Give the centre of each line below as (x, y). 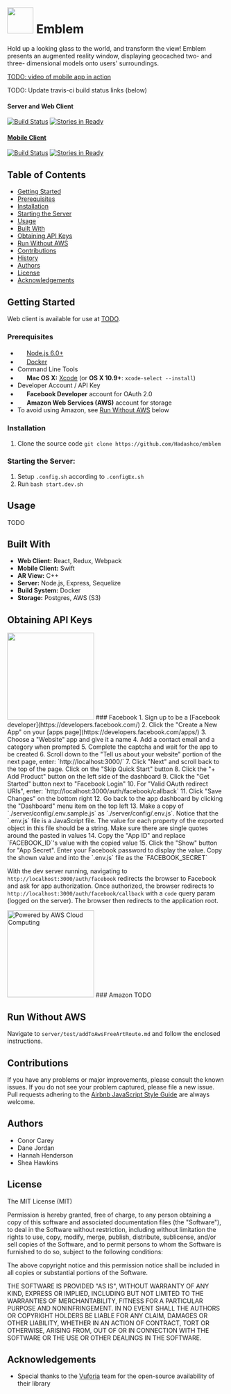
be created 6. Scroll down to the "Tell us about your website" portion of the (114, 754)
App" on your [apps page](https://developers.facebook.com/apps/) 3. (107, 732)
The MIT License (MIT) (40, 1201)
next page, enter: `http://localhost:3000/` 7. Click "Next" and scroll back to (113, 762)
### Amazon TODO (123, 995)
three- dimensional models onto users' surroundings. (83, 63)
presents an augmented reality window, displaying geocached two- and (110, 56)
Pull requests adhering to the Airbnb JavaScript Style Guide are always (109, 1094)
